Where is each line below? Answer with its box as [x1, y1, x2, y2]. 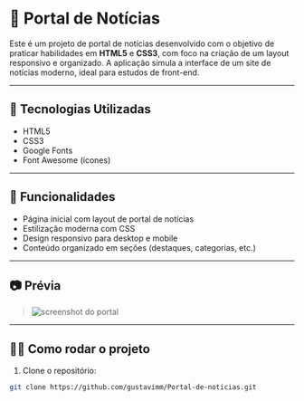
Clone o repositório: [22, 366, 97, 377]
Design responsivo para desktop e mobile [22, 233, 178, 243]
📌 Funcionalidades [9, 189, 116, 205]
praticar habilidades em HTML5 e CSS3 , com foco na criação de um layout [9, 47, 290, 58]
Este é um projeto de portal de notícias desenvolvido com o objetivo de [9, 38, 275, 49]
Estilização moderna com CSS [22, 223, 136, 234]
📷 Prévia [9, 278, 62, 293]
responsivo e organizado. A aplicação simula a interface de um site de [9, 57, 271, 68]
